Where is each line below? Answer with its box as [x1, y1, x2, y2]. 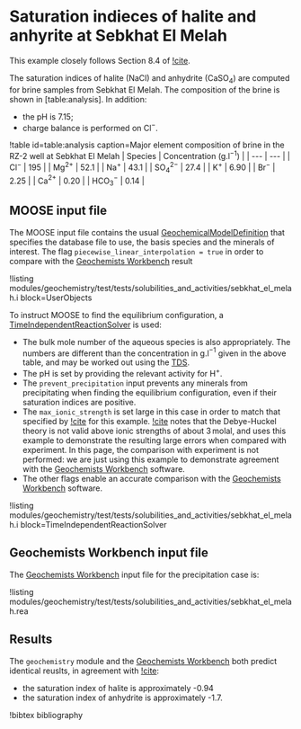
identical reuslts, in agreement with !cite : [9, 665, 160, 676]
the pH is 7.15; [22, 111, 74, 122]
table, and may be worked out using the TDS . [22, 357, 190, 368]
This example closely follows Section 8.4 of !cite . [9, 55, 190, 66]
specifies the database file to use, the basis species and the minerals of [9, 236, 275, 247]
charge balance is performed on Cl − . [22, 120, 159, 133]
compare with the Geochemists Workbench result [9, 255, 193, 266]
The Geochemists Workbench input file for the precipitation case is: [9, 569, 260, 580]
